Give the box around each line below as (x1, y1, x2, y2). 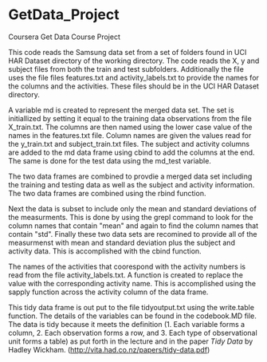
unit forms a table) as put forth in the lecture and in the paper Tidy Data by (8, 336, 253, 346)
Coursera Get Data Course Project (8, 32, 121, 41)
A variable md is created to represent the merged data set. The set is (8, 105, 234, 115)
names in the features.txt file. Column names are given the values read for (8, 130, 252, 140)
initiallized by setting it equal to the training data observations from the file (8, 113, 253, 123)
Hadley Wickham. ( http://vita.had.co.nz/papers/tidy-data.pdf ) (8, 344, 210, 354)
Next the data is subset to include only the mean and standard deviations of (8, 203, 257, 213)
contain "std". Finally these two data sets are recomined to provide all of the (8, 229, 257, 238)
